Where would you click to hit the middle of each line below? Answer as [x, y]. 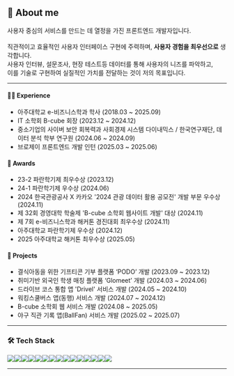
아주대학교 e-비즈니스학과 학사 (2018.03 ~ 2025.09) [89, 112]
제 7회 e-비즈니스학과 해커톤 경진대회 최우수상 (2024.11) [94, 222]
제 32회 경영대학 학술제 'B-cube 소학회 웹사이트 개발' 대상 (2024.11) [110, 213]
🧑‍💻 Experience [29, 95]
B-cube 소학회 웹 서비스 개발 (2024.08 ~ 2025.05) [87, 306]
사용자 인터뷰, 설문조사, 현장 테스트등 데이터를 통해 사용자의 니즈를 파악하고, [110, 64]
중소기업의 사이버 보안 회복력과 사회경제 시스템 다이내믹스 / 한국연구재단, [116, 130]
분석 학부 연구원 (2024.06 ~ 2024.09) [83, 138]
